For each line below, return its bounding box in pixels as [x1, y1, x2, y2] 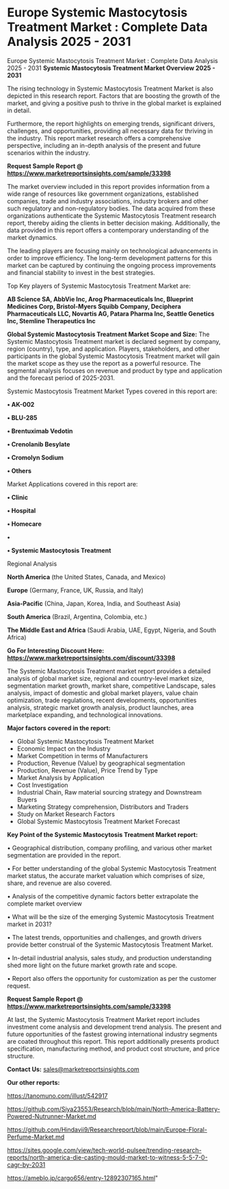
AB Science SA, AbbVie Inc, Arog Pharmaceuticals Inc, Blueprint [7, 295, 193, 303]
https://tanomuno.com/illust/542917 [7, 1091, 108, 1100]
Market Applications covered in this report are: [7, 479, 138, 488]
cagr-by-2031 [7, 1160, 46, 1168]
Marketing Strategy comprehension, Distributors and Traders [16, 803, 189, 811]
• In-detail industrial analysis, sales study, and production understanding [7, 953, 212, 962]
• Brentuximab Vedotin [7, 427, 73, 435]
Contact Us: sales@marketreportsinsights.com [7, 1065, 140, 1073]
